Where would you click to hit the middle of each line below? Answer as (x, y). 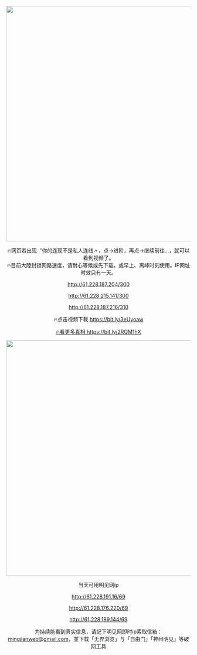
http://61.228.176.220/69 (98, 608)
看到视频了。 (98, 258)
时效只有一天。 (98, 272)
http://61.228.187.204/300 (98, 284)
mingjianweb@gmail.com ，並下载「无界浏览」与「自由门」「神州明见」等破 (98, 639)
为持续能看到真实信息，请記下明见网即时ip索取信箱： (98, 631)
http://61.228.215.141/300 (98, 296)
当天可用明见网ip (98, 585)
